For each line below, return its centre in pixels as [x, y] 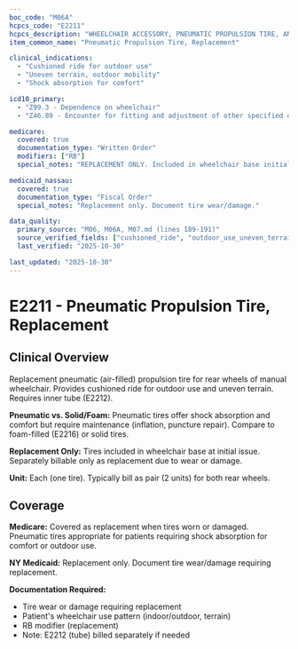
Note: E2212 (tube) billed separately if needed [106, 635]
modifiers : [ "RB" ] [51, 156]
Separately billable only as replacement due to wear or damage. [126, 460]
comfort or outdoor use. [53, 546]
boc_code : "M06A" [41, 17]
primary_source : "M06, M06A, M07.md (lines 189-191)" [118, 230]
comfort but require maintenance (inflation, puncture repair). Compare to [142, 424]
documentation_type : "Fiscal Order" [85, 197]
